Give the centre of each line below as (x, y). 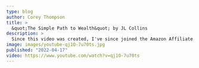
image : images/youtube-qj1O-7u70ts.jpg (56, 45)
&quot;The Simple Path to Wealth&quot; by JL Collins (80, 28)
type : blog (20, 12)
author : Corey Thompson (36, 17)
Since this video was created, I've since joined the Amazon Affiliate (102, 39)
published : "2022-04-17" (37, 50)
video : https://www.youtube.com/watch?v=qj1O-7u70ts (73, 56)
